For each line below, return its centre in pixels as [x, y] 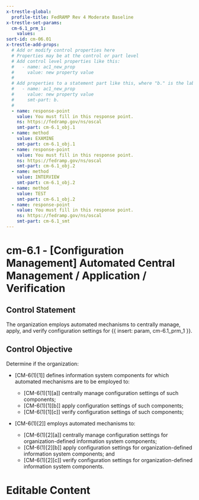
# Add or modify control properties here [63, 50]
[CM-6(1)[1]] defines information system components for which [92, 375]
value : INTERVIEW [38, 177]
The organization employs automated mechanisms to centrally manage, [93, 324]
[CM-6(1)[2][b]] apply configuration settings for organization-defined [108, 447]
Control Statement [41, 310]
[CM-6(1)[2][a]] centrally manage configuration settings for [96, 435]
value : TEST [31, 193]
